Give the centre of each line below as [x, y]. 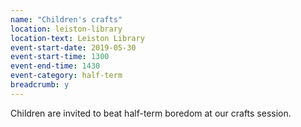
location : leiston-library [66, 29]
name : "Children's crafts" [66, 19]
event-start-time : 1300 [60, 57]
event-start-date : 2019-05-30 [73, 47]
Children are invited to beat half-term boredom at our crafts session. [151, 113]
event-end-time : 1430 [55, 66]
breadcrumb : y [40, 85]
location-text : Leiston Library [77, 38]
